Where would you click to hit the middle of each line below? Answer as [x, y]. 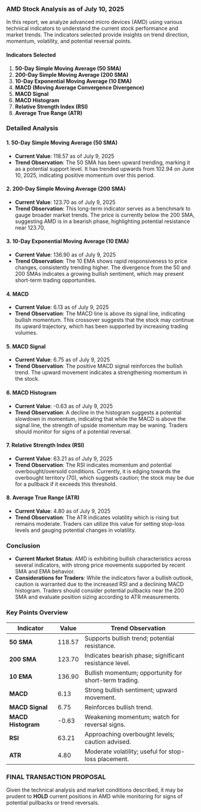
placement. [113, 759]
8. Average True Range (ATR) [43, 498]
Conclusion [23, 546]
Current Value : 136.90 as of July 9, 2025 [65, 255]
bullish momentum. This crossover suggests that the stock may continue [104, 320]
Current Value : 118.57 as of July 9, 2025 [65, 156]
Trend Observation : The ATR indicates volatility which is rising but [97, 518]
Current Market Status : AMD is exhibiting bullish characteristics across [103, 559]
